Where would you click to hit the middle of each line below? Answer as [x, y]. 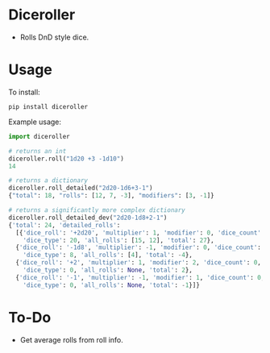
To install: [24, 92]
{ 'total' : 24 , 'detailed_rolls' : [64, 225]
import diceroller [39, 136]
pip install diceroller [48, 106]
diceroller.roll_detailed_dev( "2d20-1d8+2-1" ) [88, 218]
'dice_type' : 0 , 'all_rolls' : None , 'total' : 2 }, [108, 270]
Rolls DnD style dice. [54, 37]
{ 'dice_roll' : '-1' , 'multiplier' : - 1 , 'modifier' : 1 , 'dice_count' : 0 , [140, 277]
